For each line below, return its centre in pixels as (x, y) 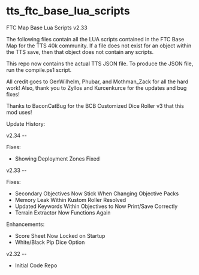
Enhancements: (25, 224)
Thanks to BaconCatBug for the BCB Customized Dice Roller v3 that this (95, 105)
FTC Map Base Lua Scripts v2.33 (47, 28)
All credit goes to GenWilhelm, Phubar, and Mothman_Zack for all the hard (97, 81)
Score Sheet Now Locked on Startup (60, 235)
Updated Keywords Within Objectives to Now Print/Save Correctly (96, 206)
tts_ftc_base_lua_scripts (68, 11)
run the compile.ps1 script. (39, 69)
